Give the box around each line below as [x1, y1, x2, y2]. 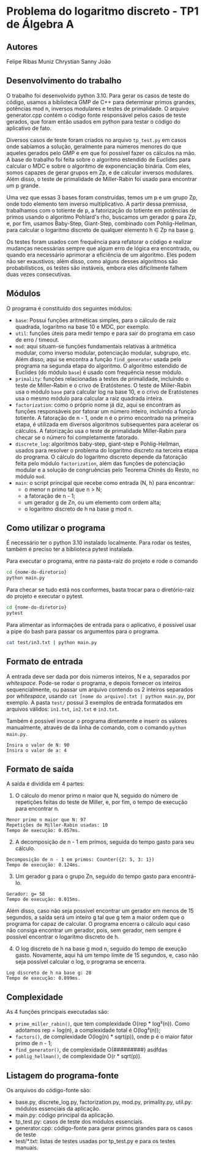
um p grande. [6, 182, 40, 189]
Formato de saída [6, 764, 74, 775]
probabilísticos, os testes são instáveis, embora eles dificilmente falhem [6, 264, 188, 271]
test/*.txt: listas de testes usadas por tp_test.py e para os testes [15, 1138, 176, 1145]
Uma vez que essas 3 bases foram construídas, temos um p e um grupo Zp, [6, 193, 198, 201]
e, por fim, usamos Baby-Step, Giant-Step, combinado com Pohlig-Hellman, [6, 219, 198, 227]
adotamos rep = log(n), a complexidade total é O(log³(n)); [15, 1027, 161, 1034]
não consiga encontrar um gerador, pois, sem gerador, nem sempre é [6, 926, 182, 934]
